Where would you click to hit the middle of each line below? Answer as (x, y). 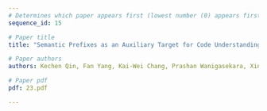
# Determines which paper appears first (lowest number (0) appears (124, 15)
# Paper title (32, 37)
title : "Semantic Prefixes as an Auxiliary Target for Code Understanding (135, 44)
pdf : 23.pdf (28, 88)
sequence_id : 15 (35, 23)
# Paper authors (35, 59)
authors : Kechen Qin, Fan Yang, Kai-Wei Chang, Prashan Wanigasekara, (128, 67)
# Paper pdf (28, 81)
